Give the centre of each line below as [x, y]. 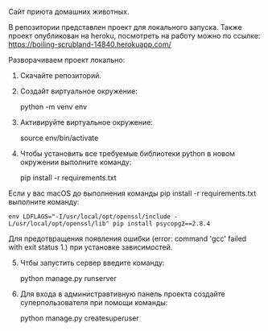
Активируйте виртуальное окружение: [86, 122]
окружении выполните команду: [76, 162]
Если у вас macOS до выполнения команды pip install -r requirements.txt [132, 193]
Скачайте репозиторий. [61, 75]
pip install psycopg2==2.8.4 [161, 224]
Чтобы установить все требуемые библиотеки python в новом [128, 153]
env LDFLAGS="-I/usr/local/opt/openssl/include [90, 217]
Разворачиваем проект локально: [67, 60]
